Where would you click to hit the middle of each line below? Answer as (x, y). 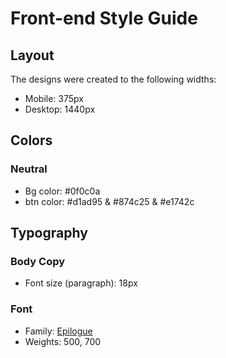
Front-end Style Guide (104, 18)
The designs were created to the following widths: (113, 79)
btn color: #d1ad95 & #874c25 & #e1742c (109, 201)
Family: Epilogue (58, 331)
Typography (49, 233)
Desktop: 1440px (60, 109)
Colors (31, 140)
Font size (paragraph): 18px (81, 283)
